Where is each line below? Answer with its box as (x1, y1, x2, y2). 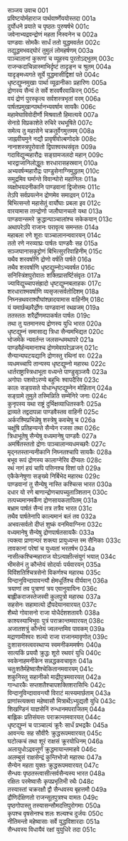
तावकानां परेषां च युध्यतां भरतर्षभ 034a (7, 544, 95, 553)
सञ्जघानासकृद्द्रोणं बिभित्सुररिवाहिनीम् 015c (7, 247, 103, 256)
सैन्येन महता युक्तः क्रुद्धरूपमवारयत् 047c (7, 761, 100, 770)
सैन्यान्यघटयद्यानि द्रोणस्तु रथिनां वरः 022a (7, 351, 103, 360)
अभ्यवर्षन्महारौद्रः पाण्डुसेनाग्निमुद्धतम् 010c (7, 167, 100, 175)
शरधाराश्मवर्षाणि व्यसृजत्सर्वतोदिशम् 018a (7, 287, 100, 296)
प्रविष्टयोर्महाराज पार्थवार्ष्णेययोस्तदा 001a (7, 14, 96, 22)
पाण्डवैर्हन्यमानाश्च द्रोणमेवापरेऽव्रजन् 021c (7, 343, 98, 352)
